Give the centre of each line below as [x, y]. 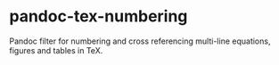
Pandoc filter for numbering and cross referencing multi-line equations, [140, 41]
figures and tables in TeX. [56, 50]
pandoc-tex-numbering [98, 16]
